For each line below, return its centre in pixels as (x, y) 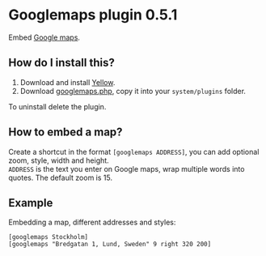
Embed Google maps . (44, 37)
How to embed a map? (65, 132)
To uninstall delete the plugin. (57, 106)
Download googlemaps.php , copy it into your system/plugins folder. (133, 91)
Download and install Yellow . (68, 82)
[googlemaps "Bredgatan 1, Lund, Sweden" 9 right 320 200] (110, 245)
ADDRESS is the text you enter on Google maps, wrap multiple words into (127, 169)
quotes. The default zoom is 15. (61, 177)
